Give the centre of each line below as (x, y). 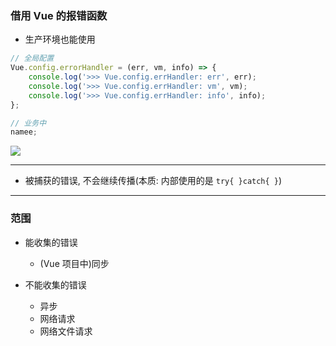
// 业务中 (28, 123)
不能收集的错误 (55, 284)
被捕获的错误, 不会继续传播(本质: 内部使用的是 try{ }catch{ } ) (153, 181)
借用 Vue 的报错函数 (59, 15)
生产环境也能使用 (60, 39)
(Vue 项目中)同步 (74, 263)
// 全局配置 (32, 58)
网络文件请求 (66, 331)
